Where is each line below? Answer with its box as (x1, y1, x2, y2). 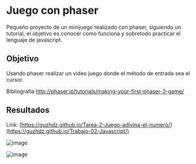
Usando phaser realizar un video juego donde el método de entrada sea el (6, 70, 191, 77)
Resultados (6, 105, 50, 115)
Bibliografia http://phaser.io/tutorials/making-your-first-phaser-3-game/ (6, 88, 185, 95)
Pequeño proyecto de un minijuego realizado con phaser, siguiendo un (6, 23, 182, 31)
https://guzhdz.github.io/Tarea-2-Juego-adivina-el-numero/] (21, 121, 173, 128)
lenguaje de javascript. (6, 36, 63, 43)
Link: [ (6, 121, 22, 128)
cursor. (6, 76, 24, 83)
